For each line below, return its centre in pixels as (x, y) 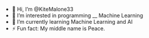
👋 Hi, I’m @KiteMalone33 (42, 9)
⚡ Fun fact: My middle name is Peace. (58, 28)
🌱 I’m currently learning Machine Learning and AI (72, 22)
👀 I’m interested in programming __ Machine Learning (77, 15)
